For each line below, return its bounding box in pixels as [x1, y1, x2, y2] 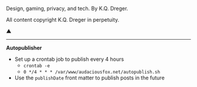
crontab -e [23, 63, 50, 69]
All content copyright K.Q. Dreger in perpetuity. [6, 16, 120, 23]
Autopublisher [6, 44, 42, 51]
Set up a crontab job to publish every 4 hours [14, 55, 124, 62]
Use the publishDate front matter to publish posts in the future [14, 74, 165, 81]
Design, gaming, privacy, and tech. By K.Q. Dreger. [6, 5, 128, 12]
